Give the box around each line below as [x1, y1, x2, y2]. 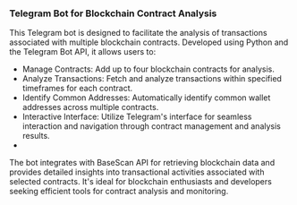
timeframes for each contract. [21, 83, 132, 94]
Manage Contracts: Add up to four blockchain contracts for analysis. [21, 64, 275, 74]
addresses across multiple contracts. [21, 102, 159, 113]
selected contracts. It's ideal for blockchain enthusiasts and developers [9, 176, 273, 187]
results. [21, 131, 51, 141]
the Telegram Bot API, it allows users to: [9, 47, 157, 57]
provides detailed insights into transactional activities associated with [9, 167, 265, 177]
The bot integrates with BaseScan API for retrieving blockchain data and [9, 158, 276, 168]
